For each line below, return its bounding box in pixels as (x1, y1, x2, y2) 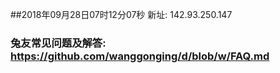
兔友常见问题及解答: (10, 36, 107, 50)
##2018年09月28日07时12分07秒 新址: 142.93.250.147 (10, 9, 233, 20)
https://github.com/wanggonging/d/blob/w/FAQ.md (10, 49, 270, 63)
